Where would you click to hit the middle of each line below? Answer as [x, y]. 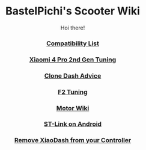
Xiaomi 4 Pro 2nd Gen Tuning [73, 60]
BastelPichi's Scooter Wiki [73, 11]
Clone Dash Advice [73, 75]
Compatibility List [73, 43]
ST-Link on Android [73, 124]
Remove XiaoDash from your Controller [73, 140]
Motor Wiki [73, 108]
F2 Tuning [73, 92]
